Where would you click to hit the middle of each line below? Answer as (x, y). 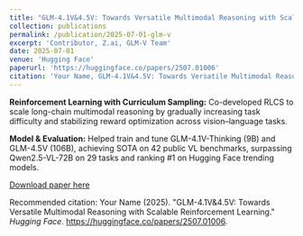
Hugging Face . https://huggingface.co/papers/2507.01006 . (119, 221)
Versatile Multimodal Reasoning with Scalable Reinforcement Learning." (142, 212)
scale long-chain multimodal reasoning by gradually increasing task (135, 111)
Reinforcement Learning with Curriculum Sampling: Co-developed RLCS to (152, 102)
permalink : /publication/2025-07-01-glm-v (90, 34)
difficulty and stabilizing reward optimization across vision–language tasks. (149, 121)
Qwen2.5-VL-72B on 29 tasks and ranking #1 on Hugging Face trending (142, 158)
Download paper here (50, 185)
